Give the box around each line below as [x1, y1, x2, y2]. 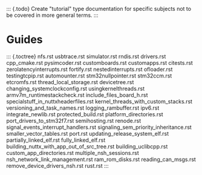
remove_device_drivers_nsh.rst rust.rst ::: [6, 162, 109, 169]
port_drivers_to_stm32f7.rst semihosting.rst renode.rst [6, 117, 141, 124]
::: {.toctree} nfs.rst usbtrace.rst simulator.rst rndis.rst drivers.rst [6, 53, 166, 60]
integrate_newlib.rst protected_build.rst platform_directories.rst [6, 110, 163, 117]
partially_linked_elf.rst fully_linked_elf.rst [6, 136, 106, 144]
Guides [6, 33, 44, 47]
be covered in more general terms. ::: [6, 12, 99, 19]
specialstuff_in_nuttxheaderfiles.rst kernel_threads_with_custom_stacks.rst [6, 97, 192, 105]
